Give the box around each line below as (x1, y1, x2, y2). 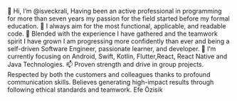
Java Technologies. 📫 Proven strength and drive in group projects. (7, 60, 204, 68)
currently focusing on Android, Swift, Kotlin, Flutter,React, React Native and (7, 52, 228, 60)
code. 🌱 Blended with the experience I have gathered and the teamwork (7, 29, 218, 38)
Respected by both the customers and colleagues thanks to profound (7, 70, 211, 78)
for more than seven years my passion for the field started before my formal (7, 14, 230, 23)
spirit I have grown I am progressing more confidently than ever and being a (7, 37, 230, 46)
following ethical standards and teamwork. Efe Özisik (7, 85, 163, 94)
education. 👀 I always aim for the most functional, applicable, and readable (7, 22, 226, 30)
